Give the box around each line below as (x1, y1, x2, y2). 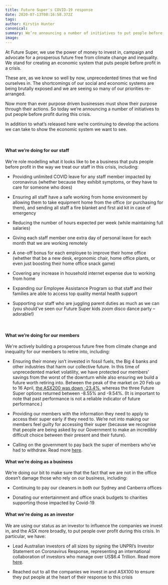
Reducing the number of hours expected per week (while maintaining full (12, 220, 163, 226)
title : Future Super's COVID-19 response (5, 7, 93, 13)
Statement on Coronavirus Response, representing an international (12, 548, 150, 554)
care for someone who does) (12, 184, 73, 191)
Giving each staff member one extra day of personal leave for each (12, 235, 151, 241)
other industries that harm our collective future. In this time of (12, 364, 140, 370)
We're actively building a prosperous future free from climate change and (5, 343, 157, 349)
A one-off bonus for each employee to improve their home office (12, 250, 146, 256)
